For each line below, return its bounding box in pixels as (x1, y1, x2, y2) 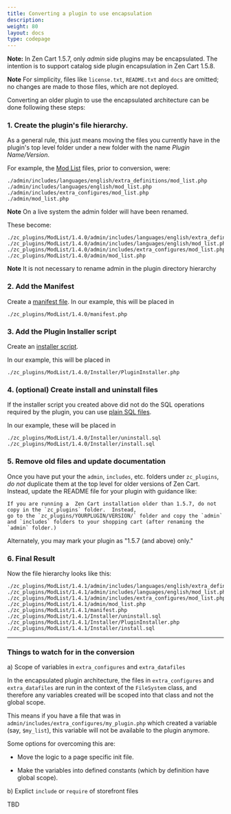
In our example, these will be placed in (7, 421, 116, 429)
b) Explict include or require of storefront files (7, 787, 139, 795)
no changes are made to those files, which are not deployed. (7, 83, 179, 91)
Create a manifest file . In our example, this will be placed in (7, 297, 175, 305)
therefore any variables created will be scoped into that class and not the (7, 691, 214, 700)
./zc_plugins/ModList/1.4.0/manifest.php (7, 311, 128, 318)
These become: (7, 221, 52, 230)
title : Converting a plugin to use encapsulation (7, 10, 153, 17)
